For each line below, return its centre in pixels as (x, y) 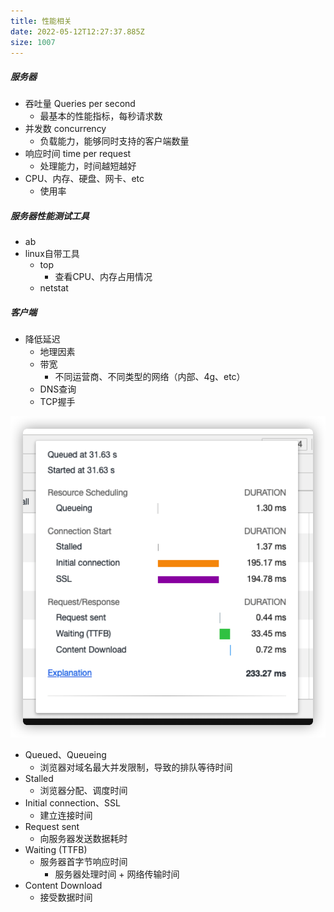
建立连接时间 (66, 816)
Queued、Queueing (65, 755)
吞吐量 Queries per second (80, 104)
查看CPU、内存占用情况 (103, 277)
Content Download (63, 886)
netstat (54, 288)
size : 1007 (33, 42)
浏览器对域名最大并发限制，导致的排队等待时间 (136, 767)
